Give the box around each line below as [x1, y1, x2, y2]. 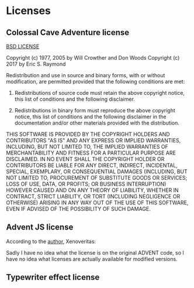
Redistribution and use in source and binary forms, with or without [6, 72, 165, 78]
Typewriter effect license [6, 272, 100, 282]
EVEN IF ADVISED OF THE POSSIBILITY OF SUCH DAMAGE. [6, 205, 151, 212]
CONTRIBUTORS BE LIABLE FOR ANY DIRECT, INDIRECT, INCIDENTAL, [6, 162, 178, 169]
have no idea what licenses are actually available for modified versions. [6, 255, 178, 262]
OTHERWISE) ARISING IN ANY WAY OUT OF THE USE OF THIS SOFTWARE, [6, 199, 189, 206]
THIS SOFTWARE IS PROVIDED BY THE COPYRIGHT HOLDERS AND [6, 131, 171, 138]
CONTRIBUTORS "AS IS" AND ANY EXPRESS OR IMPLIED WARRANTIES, [6, 137, 181, 144]
